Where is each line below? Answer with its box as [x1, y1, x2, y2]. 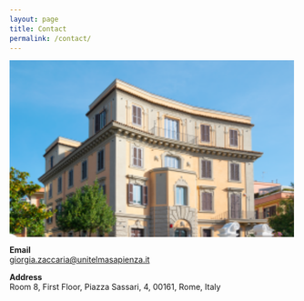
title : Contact [9, 24, 67, 34]
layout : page [9, 15, 59, 24]
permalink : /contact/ [9, 34, 92, 43]
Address [9, 272, 43, 283]
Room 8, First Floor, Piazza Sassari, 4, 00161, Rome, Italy [9, 282, 221, 293]
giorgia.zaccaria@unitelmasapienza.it [9, 255, 150, 266]
